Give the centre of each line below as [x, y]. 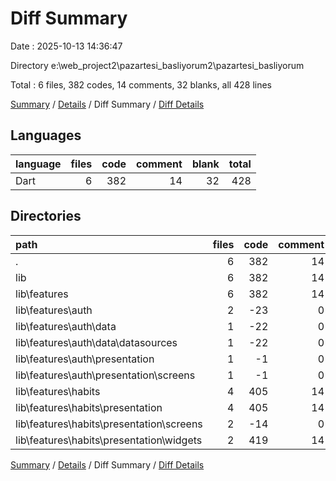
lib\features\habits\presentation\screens [109, 424]
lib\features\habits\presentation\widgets [109, 440]
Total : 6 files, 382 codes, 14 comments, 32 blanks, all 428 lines [141, 84]
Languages [46, 135]
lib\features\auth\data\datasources [96, 342]
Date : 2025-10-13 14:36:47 [66, 46]
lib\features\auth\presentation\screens [105, 375]
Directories [46, 216]
